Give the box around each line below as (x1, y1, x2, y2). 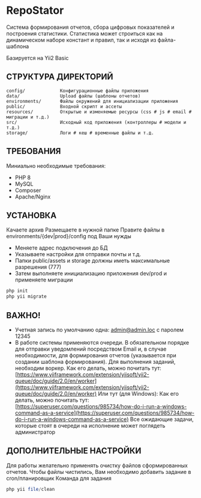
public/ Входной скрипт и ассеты (6, 103, 122, 109)
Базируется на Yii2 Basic (6, 54, 69, 61)
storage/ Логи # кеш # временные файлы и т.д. (6, 130, 154, 136)
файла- (157, 36, 176, 43)
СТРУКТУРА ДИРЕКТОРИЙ (6, 72, 113, 82)
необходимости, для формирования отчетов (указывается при (14, 351, 176, 358)
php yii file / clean (6, 486, 55, 492)
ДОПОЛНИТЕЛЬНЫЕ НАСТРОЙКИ (6, 446, 142, 456)
